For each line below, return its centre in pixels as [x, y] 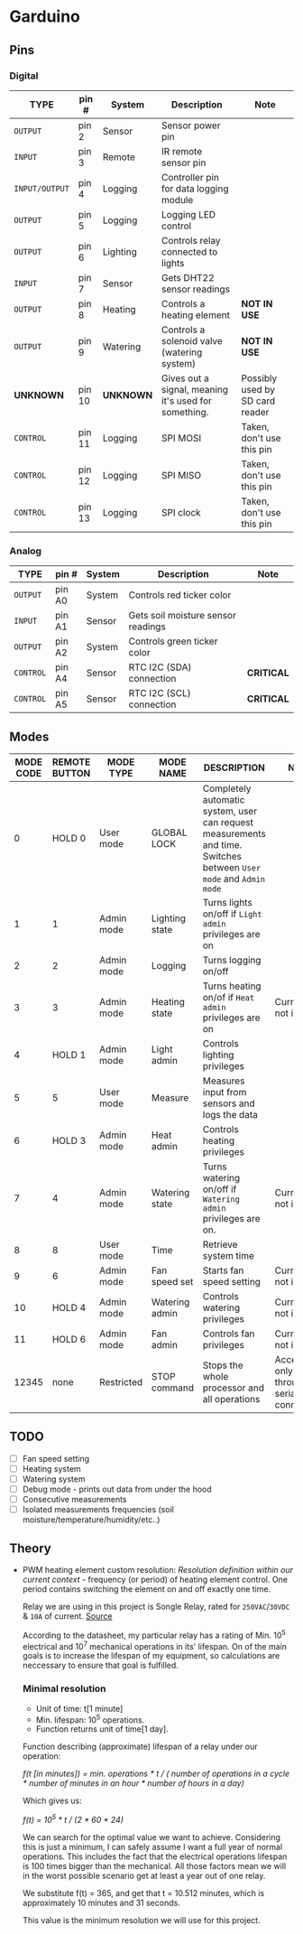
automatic [224, 799]
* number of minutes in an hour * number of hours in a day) [133, 1783]
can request [228, 822]
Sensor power [191, 126]
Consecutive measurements [74, 1500]
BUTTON [71, 773]
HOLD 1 [69, 1055]
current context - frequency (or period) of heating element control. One [155, 1579]
